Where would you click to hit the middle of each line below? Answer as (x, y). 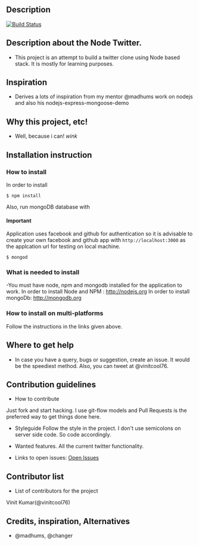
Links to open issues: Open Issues (57, 458)
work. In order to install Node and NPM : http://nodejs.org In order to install (98, 292)
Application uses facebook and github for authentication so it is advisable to (99, 234)
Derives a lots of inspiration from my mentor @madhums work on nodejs (104, 97)
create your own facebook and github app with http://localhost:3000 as (96, 240)
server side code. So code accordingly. (63, 435)
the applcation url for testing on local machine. (63, 246)
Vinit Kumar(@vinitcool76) (38, 503)
